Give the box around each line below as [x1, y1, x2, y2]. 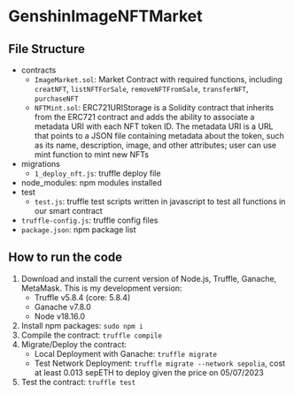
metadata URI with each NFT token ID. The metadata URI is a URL [34, 121, 274, 132]
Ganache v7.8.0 [34, 301, 92, 312]
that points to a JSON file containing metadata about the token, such [34, 131, 285, 140]
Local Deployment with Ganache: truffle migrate [34, 348, 218, 359]
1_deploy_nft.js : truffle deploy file [34, 168, 161, 178]
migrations [20, 159, 61, 169]
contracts [20, 64, 57, 75]
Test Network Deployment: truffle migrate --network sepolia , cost [34, 358, 285, 368]
